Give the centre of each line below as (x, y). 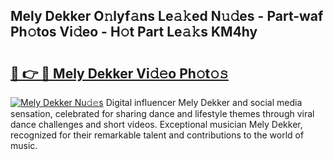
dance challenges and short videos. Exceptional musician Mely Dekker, (156, 124)
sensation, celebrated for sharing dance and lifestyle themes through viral (162, 113)
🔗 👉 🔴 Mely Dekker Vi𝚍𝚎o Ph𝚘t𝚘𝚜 (119, 73)
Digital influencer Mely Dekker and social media (204, 102)
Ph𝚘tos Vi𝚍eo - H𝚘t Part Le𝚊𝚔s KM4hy (134, 32)
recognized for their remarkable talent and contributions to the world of (157, 135)
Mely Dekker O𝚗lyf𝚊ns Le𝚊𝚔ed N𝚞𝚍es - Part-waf (167, 16)
